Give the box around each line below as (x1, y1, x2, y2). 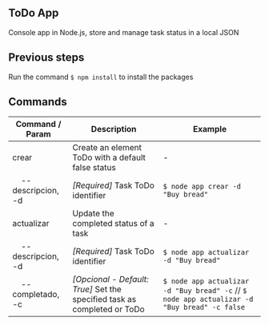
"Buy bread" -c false (163, 303, 246, 312)
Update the (72, 208, 114, 219)
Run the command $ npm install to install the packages (8, 72, 194, 81)
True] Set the (72, 283, 122, 295)
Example (193, 124, 227, 135)
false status (72, 162, 116, 173)
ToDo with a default (72, 152, 147, 163)
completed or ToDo (72, 303, 146, 315)
